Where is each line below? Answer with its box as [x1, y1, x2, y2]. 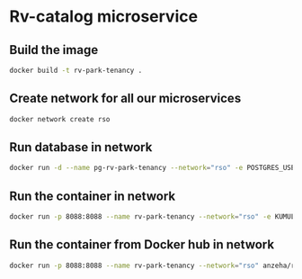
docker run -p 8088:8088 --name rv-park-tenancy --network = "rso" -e [9, 212, 271, 221]
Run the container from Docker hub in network [9, 237, 275, 253]
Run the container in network [9, 188, 176, 203]
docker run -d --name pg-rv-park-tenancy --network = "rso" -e [9, 164, 244, 173]
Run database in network [9, 139, 153, 155]
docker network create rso [9, 114, 111, 123]
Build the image [9, 42, 99, 58]
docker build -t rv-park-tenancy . [9, 66, 143, 75]
